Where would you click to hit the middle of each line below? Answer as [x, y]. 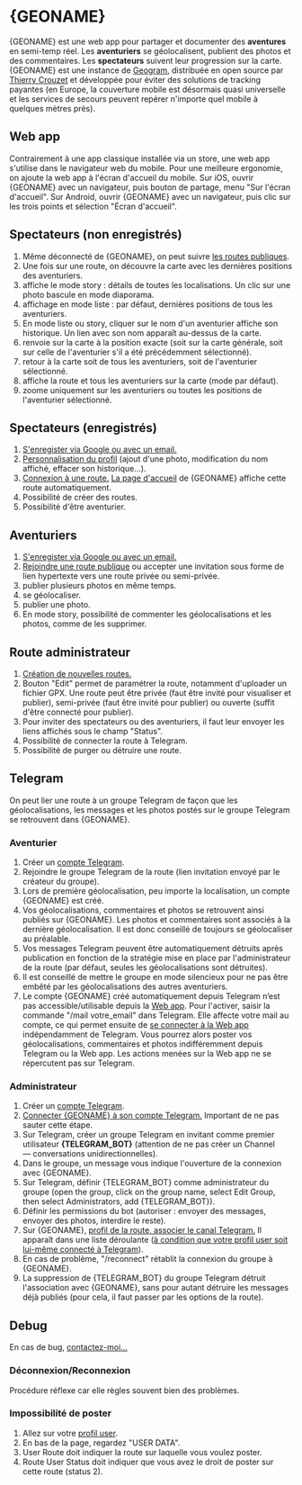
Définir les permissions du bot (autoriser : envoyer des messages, [144, 1211]
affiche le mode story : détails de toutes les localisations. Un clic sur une [156, 284]
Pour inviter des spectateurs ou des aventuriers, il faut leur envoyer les [153, 721]
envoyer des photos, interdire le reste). [94, 1220]
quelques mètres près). [53, 108]
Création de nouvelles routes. [77, 674]
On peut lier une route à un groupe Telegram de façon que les [124, 800]
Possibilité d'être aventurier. [74, 507]
